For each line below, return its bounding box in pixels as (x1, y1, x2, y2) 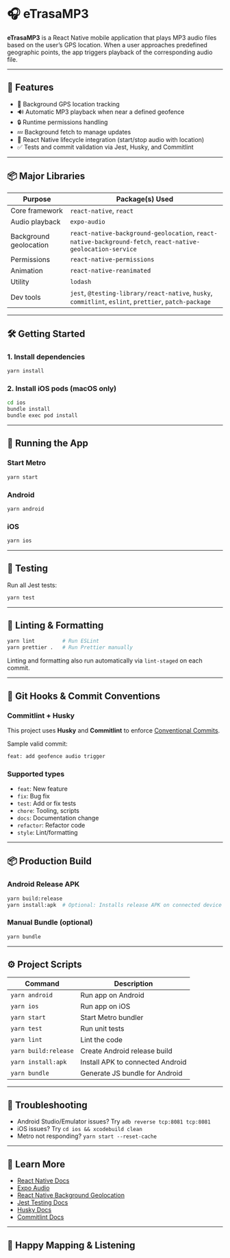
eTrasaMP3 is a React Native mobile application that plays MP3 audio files (7, 33, 217, 42)
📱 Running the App (7, 438, 89, 449)
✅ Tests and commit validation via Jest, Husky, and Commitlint (16, 143, 194, 151)
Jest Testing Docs (16, 1198, 68, 1207)
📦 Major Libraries (7, 170, 86, 182)
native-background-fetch (70, 238, 151, 246)
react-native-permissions (70, 255, 155, 263)
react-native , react (70, 206, 133, 215)
